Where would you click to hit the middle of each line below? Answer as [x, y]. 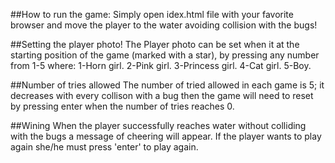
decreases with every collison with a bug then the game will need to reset [162, 95]
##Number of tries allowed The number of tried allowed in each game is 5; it [167, 85]
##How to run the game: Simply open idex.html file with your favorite [152, 14]
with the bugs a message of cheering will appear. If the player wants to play [166, 136]
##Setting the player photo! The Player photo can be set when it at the [155, 44]
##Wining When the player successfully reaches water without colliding [158, 125]
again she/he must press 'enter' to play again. [104, 147]
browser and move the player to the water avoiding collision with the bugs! [164, 25]
